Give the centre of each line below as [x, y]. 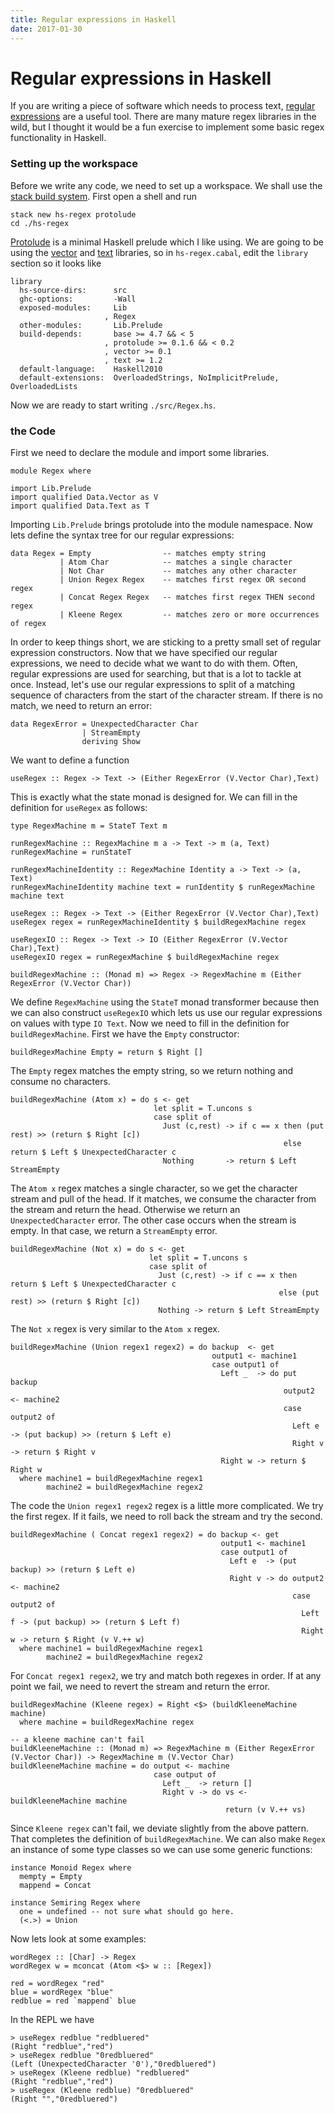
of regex [28, 624]
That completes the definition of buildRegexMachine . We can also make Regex [168, 1839]
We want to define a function [70, 760]
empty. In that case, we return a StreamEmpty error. [114, 1231]
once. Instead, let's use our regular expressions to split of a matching [153, 685]
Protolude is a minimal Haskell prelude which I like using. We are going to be [167, 242]
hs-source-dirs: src [73, 290]
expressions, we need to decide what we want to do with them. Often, [154, 663]
